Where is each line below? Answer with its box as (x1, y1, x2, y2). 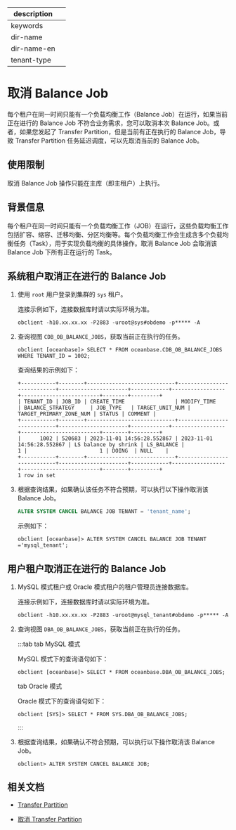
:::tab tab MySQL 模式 (17, 640, 81, 649)
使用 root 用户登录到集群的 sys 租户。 (17, 290, 127, 299)
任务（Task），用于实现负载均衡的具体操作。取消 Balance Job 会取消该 (13, 239, 218, 247)
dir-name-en (11, 44, 56, 53)
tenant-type (11, 56, 51, 65)
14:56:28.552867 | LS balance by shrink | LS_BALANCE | (17, 441, 185, 448)
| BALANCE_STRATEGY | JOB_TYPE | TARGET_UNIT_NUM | (17, 404, 191, 412)
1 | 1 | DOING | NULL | (17, 448, 169, 455)
